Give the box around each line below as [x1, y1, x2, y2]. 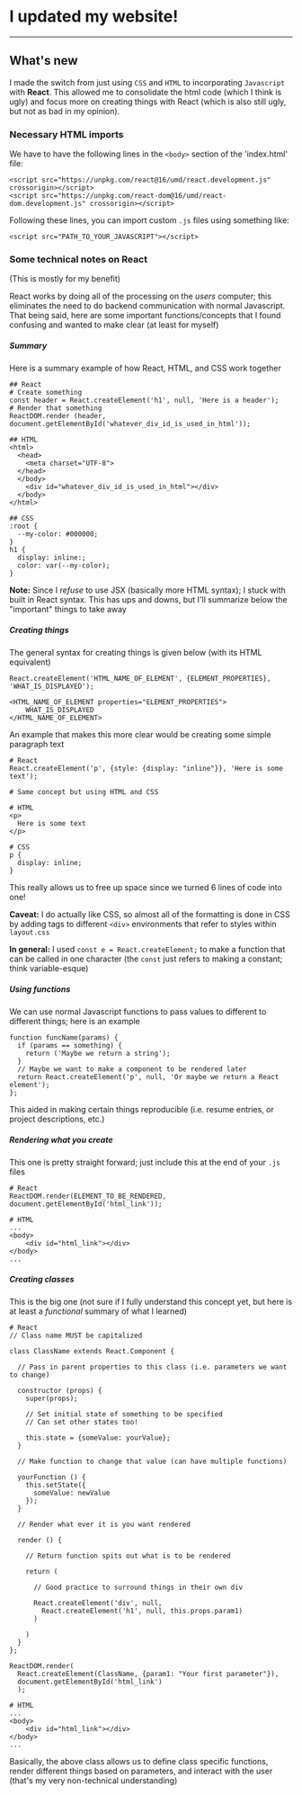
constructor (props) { [17, 1387, 102, 1396]
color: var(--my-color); [17, 561, 111, 570]
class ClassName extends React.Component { [9, 1347, 175, 1356]
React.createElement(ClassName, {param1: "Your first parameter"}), [17, 1670, 280, 1679]
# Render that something [9, 404, 102, 413]
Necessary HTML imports [9, 128, 124, 140]
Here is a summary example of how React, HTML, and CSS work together [9, 362, 281, 374]
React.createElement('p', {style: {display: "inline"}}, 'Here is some [9, 764, 283, 773]
